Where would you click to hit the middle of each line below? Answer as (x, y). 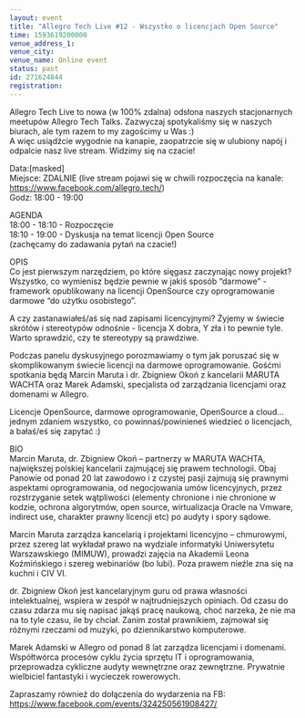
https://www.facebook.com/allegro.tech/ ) (87, 187)
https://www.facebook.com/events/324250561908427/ (113, 703)
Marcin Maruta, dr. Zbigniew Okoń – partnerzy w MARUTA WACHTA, (137, 458)
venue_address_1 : (42, 43)
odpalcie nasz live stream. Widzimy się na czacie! (102, 151)
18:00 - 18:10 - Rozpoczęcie (61, 224)
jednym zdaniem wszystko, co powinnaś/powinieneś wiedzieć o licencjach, (151, 421)
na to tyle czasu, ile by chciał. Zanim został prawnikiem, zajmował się (139, 619)
